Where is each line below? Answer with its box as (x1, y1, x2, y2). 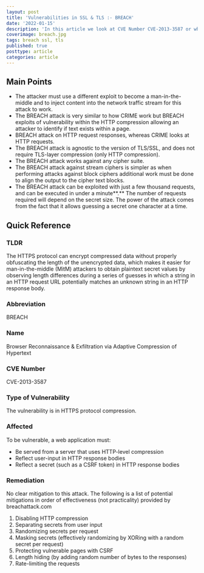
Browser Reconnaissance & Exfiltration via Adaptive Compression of (6, 342, 177, 350)
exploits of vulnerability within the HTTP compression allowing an (15, 119, 179, 126)
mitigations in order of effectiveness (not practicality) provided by (6, 496, 171, 504)
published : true (6, 43, 47, 49)
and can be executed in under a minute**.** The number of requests (15, 190, 186, 197)
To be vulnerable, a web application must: (6, 436, 111, 443)
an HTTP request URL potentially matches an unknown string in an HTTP (6, 278, 188, 286)
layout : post (6, 9, 39, 15)
